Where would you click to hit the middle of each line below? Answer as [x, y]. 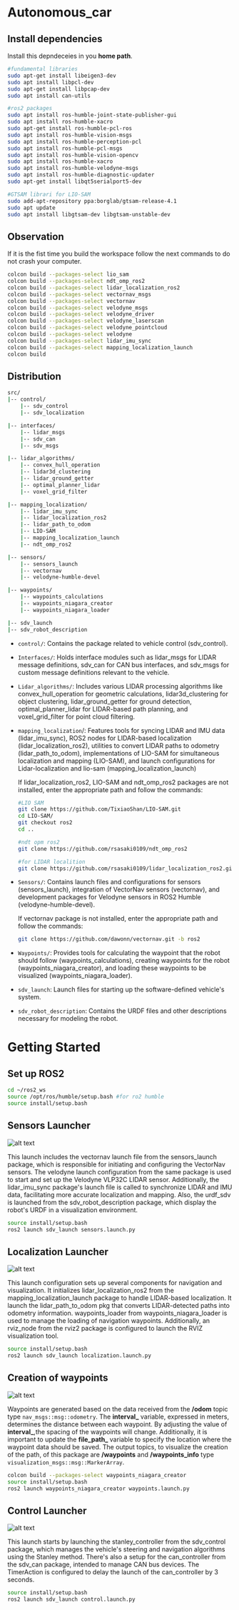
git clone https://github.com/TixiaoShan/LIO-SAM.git [99, 809]
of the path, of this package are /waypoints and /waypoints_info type [111, 1454]
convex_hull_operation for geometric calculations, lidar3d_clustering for [123, 694]
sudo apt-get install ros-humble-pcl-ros [70, 129]
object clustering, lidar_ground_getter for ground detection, [105, 701]
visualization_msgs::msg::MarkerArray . [66, 1462]
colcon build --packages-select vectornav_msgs [80, 294]
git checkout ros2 [45, 823]
